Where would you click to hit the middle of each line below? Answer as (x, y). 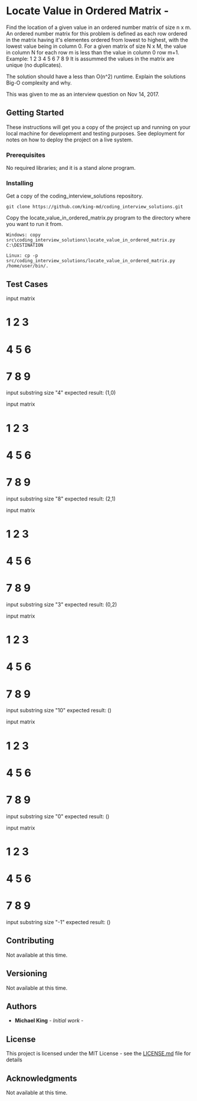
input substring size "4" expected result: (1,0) (61, 393)
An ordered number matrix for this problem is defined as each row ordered (97, 33)
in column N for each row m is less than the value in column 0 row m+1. (93, 52)
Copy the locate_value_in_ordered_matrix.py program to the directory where (98, 218)
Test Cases (27, 284)
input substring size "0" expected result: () (58, 816)
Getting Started (35, 113)
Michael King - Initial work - (49, 1021)
